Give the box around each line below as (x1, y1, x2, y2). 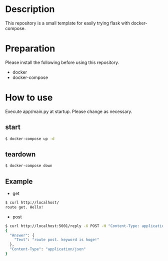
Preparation (5, 43, 55, 54)
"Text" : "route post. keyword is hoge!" (14, 237, 99, 242)
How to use (5, 92, 53, 103)
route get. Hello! (5, 204, 43, 209)
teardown (5, 150, 36, 158)
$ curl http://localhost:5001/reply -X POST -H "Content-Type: (5, 223, 140, 228)
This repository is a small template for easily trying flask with (5, 20, 130, 26)
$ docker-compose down (5, 163, 52, 168)
